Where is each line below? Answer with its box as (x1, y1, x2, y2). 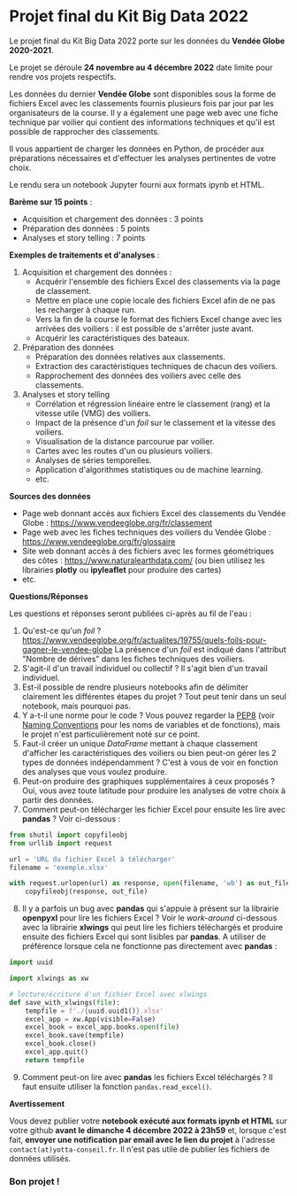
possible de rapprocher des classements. (9, 126, 161, 136)
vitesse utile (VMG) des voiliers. (34, 407, 152, 418)
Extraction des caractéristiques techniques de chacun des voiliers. (34, 360, 278, 371)
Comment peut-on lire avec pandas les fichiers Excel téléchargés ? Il (21, 1071, 273, 1082)
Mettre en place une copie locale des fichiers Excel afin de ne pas (34, 295, 276, 305)
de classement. (34, 285, 91, 296)
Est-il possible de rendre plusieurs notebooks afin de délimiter (21, 682, 249, 692)
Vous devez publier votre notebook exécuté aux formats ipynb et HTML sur (9, 1115, 287, 1126)
